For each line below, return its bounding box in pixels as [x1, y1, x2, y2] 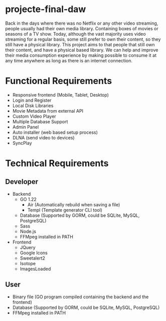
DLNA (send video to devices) [12, 134, 75, 140]
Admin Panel [12, 124, 39, 130]
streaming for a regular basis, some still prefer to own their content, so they [5, 36, 161, 42]
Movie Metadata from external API [12, 108, 84, 114]
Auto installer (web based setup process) [12, 129, 98, 135]
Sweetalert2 [20, 255, 45, 261]
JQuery [20, 244, 36, 250]
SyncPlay [12, 140, 32, 146]
